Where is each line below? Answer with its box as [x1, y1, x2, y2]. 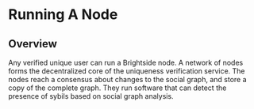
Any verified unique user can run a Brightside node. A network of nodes [8, 58, 244, 67]
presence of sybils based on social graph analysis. [8, 92, 174, 100]
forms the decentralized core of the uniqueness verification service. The [8, 66, 245, 76]
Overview [8, 37, 58, 51]
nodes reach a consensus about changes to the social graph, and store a [8, 75, 248, 84]
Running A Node [8, 6, 118, 24]
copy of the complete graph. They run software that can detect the [8, 83, 227, 92]
